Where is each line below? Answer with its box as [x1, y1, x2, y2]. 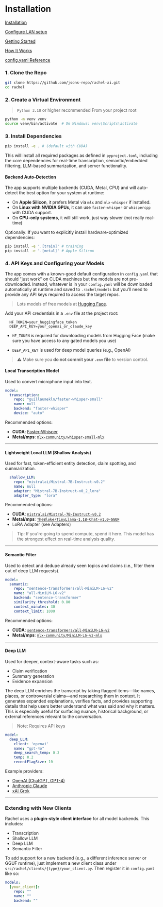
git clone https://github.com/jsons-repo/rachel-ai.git [5, 80, 120, 86]
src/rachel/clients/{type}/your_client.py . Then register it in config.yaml [5, 866, 155, 872]
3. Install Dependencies [5, 133, 62, 139]
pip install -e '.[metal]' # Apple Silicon [5, 249, 95, 254]
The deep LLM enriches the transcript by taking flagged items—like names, [5, 687, 156, 693]
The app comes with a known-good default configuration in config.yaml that [5, 271, 158, 277]
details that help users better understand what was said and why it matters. [5, 703, 156, 709]
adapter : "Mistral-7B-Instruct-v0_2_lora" [14, 488, 101, 494]
